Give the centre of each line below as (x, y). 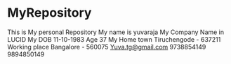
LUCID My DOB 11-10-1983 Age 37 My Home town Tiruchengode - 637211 (114, 39)
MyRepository (49, 13)
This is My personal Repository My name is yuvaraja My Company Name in (116, 32)
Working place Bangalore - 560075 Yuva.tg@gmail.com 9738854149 (107, 47)
